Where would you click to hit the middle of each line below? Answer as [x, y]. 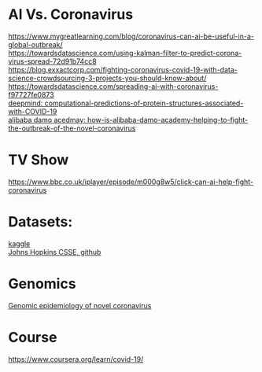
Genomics [42, 284]
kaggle [19, 243]
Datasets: [41, 222]
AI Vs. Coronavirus [71, 15]
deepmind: [26, 103]
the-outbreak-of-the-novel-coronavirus [72, 128]
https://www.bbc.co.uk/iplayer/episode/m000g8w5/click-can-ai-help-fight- [131, 182]
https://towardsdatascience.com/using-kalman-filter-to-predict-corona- [125, 53]
